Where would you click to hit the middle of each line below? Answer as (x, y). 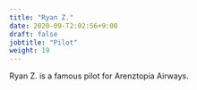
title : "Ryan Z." (42, 17)
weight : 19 (30, 51)
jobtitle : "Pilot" (43, 42)
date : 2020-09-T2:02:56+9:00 (64, 26)
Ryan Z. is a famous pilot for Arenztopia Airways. (99, 76)
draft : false (34, 34)
